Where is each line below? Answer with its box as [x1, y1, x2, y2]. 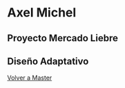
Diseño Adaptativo [7, 55, 89, 67]
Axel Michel [7, 5, 77, 21]
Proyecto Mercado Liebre [7, 32, 119, 44]
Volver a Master [7, 74, 52, 82]
